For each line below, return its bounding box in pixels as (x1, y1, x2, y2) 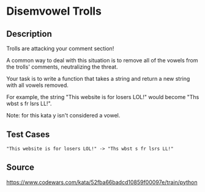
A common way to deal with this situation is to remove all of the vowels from (6, 57, 198, 64)
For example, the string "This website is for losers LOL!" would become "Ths (6, 94, 199, 100)
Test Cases (6, 130, 50, 140)
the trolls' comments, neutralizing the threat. (6, 63, 118, 70)
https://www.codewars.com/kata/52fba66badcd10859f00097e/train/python (6, 179, 198, 186)
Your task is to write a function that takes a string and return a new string (6, 75, 190, 82)
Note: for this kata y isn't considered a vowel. (6, 112, 121, 119)
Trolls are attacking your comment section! (6, 45, 114, 52)
